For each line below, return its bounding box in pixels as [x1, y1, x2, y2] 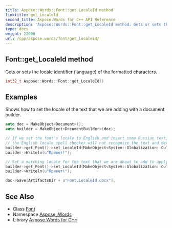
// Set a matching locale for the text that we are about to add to [5, 159, 155, 164]
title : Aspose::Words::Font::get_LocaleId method [5, 7, 114, 13]
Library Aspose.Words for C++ [12, 216, 78, 223]
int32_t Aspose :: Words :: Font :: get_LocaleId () [5, 78, 104, 84]
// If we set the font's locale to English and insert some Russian [5, 136, 155, 141]
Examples [5, 93, 37, 101]
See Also [5, 192, 34, 201]
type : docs [5, 27, 29, 32]
